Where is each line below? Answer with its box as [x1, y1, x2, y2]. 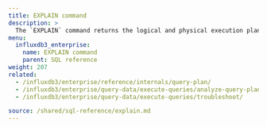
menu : [8, 33, 26, 42]
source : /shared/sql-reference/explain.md [8, 107, 151, 115]
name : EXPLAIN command [22, 48, 98, 56]
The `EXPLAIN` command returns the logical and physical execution [15, 26, 244, 34]
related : [8, 71, 37, 79]
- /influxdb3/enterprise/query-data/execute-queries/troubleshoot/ [15, 93, 244, 101]
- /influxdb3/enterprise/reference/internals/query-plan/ [15, 78, 212, 86]
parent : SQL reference [22, 56, 98, 64]
